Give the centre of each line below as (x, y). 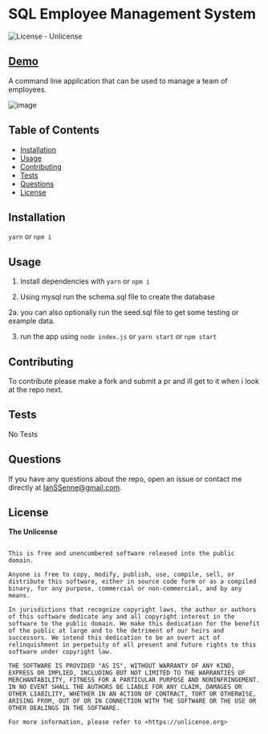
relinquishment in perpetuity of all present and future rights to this (132, 645)
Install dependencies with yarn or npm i (85, 281)
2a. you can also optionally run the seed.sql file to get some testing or (124, 312)
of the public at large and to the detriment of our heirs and (116, 631)
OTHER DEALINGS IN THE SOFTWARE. (64, 708)
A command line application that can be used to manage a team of (118, 80)
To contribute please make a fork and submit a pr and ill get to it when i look (134, 381)
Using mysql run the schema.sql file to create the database (117, 297)
